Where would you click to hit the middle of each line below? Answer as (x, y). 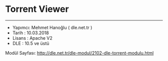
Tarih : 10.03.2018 (30, 33)
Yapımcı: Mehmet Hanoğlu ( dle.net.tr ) (52, 27)
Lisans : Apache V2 (32, 38)
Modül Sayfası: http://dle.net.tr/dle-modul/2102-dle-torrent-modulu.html (79, 53)
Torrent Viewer (37, 9)
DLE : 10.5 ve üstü (31, 43)
